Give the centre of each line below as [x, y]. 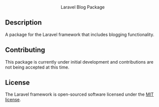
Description [23, 22]
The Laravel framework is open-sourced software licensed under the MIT [79, 94]
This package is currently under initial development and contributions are [79, 62]
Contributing [25, 50]
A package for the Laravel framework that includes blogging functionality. [80, 35]
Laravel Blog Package [83, 7]
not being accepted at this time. [37, 67]
